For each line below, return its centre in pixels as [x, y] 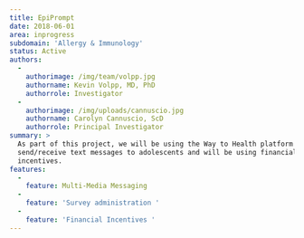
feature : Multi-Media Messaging [86, 186]
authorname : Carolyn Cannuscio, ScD [95, 119]
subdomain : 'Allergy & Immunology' [76, 43]
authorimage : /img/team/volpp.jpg [90, 77]
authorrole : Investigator [75, 93]
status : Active [38, 52]
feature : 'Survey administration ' [93, 203]
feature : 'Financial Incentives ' [90, 219]
